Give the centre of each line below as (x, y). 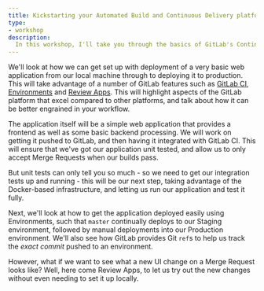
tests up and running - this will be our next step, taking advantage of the (125, 181)
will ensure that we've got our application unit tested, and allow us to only (127, 149)
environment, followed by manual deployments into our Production (116, 230)
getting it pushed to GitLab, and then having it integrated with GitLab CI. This (132, 141)
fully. (16, 198)
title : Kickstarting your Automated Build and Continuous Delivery (121, 15)
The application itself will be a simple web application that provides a (120, 124)
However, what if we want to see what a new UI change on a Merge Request (132, 262)
